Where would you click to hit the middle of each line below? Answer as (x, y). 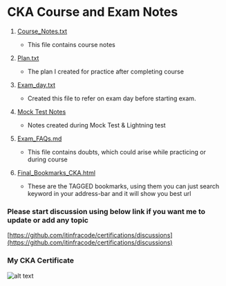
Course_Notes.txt (42, 31)
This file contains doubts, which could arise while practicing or (116, 152)
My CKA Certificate (41, 260)
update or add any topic (48, 220)
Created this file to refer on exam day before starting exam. (112, 98)
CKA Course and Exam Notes (93, 12)
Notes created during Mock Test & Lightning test (96, 125)
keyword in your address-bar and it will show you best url (109, 193)
